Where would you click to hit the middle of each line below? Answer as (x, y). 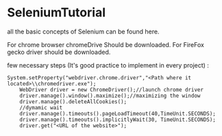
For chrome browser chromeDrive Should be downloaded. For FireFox (106, 44)
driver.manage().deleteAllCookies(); (73, 101)
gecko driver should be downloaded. (59, 52)
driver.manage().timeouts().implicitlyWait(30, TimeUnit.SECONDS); (118, 120)
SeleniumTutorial (57, 13)
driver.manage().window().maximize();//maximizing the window (110, 96)
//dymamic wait (41, 107)
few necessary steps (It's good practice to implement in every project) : (108, 65)
